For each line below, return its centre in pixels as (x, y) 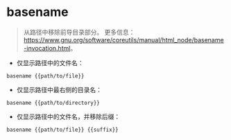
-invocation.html (47, 48)
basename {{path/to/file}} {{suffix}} (62, 130)
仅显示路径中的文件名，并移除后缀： (68, 116)
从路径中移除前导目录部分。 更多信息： (79, 32)
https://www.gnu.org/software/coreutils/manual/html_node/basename (123, 40)
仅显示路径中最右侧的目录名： (59, 89)
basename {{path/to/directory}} (53, 103)
